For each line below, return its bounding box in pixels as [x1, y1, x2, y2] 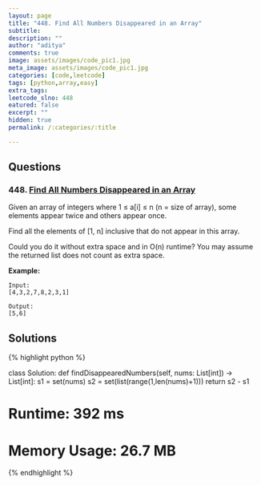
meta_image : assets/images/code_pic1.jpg [8, 64, 149, 72]
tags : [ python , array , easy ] [8, 79, 98, 87]
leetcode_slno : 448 [8, 94, 74, 102]
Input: [8, 281, 30, 289]
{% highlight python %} [8, 353, 86, 362]
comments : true [8, 49, 59, 57]
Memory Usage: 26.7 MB [8, 442, 176, 459]
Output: [8, 302, 34, 311]
